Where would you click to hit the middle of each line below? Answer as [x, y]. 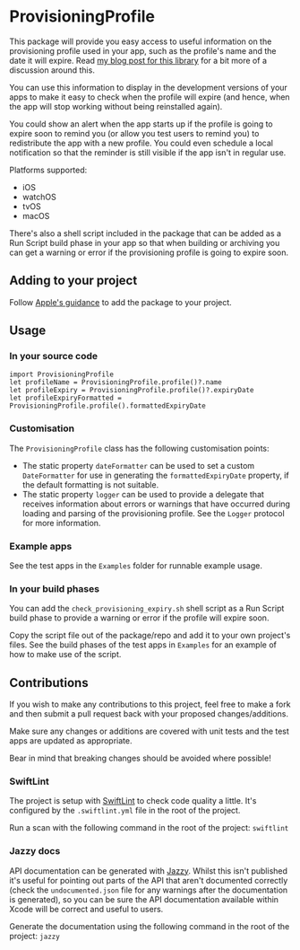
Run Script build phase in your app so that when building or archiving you [145, 242]
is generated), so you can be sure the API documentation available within [144, 899]
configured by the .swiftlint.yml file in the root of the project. [125, 811]
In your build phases [55, 588]
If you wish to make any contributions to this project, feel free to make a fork [150, 704]
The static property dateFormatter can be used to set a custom [138, 465]
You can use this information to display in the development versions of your [149, 87]
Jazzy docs [35, 851]
